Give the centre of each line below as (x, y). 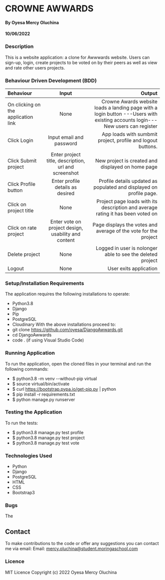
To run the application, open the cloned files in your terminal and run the (78, 364)
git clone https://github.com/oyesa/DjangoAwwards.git (67, 330)
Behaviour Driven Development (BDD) (51, 80)
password (66, 143)
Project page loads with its (127, 201)
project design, (66, 228)
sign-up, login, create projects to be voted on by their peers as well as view (81, 63)
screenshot (66, 173)
